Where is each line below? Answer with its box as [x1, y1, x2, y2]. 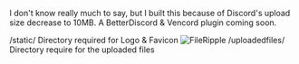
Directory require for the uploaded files [9, 44, 156, 55]
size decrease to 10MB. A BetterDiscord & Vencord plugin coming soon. [9, 17, 277, 28]
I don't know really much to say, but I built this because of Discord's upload [9, 8, 291, 18]
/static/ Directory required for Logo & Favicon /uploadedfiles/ [9, 35, 285, 45]
